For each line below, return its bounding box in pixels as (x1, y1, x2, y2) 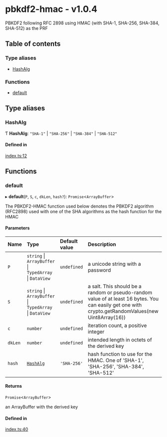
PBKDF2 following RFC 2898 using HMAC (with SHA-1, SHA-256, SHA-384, (5, 20, 160, 26)
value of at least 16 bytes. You (87, 295, 159, 302)
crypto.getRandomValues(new (87, 308, 159, 315)
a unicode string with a (87, 260, 141, 267)
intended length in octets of (87, 336, 153, 343)
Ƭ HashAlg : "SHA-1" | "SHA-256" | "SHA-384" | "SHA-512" (5, 130, 118, 136)
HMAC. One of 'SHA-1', (87, 357, 144, 364)
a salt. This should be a (87, 283, 142, 290)
